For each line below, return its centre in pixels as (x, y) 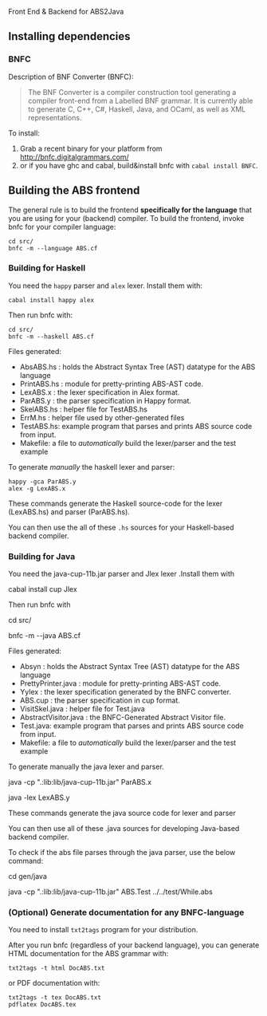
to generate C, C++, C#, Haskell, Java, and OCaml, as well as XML (137, 109)
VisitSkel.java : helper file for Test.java (82, 709)
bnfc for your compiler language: (62, 226)
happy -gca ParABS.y (43, 482)
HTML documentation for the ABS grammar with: (88, 954)
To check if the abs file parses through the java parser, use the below (122, 853)
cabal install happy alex (51, 300)
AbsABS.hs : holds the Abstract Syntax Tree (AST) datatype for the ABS (137, 367)
